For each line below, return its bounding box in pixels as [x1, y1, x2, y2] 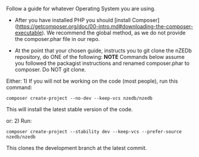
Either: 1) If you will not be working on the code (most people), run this [6, 77, 178, 84]
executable [14, 29, 42, 36]
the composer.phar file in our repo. [14, 36, 100, 42]
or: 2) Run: [6, 117, 32, 124]
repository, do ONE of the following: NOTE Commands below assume [14, 54, 185, 60]
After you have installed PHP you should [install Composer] [14, 17, 160, 23]
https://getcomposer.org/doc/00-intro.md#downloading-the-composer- [17, 23, 194, 30]
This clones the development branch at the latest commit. [6, 145, 147, 151]
